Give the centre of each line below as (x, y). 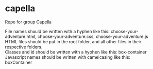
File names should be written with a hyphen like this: (58, 31)
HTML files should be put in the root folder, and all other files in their (73, 41)
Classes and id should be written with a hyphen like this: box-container (76, 52)
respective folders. (24, 47)
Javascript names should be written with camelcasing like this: (68, 57)
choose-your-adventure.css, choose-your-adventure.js (93, 36)
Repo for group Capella (28, 22)
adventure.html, (21, 36)
